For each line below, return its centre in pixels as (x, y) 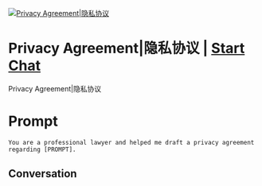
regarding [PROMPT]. (43, 149)
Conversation (43, 174)
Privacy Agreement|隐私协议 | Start (127, 48)
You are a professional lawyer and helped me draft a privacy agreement (131, 142)
